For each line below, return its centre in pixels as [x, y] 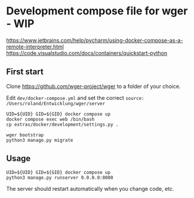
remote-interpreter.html [35, 47]
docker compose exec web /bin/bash [50, 119]
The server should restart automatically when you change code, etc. [90, 188]
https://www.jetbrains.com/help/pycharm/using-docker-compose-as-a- [95, 40]
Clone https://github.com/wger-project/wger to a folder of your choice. [93, 86]
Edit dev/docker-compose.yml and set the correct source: [75, 98]
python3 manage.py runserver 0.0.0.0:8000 [60, 178]
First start [25, 72]
